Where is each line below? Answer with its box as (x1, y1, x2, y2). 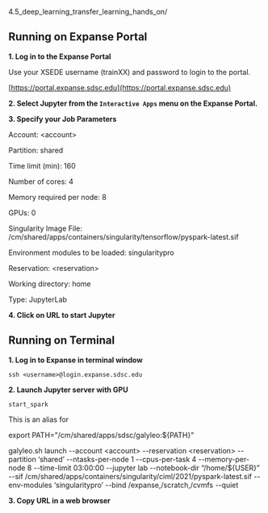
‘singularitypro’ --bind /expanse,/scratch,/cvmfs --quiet (53, 480, 239, 490)
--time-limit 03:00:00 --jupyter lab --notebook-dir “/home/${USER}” (33, 463, 260, 473)
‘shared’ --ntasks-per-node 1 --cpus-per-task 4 (37, 454, 197, 464)
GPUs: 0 (8, 207, 36, 217)
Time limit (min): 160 (8, 161, 77, 170)
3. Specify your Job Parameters (8, 114, 117, 123)
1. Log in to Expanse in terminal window (8, 355, 143, 365)
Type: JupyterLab (8, 294, 67, 304)
